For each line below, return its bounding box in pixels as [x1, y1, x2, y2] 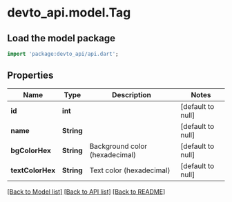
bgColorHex [10, 145, 52, 155]
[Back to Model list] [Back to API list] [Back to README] [7, 188, 166, 196]
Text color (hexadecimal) [89, 165, 171, 175]
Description [111, 90, 152, 99]
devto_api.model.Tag [7, 5, 131, 21]
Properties [7, 70, 54, 81]
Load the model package [7, 32, 116, 44]
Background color [89, 141, 148, 151]
